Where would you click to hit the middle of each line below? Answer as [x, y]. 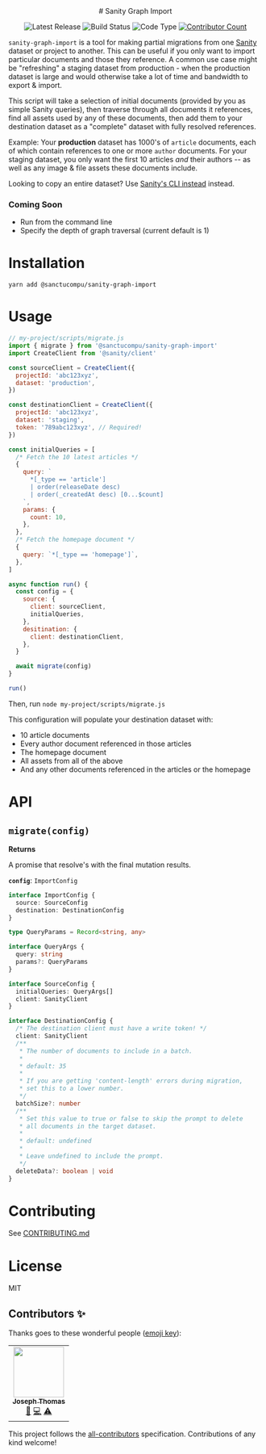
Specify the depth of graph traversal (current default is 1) [114, 231]
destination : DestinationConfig [70, 910]
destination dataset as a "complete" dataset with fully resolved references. [132, 126]
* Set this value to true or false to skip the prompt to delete [131, 1119]
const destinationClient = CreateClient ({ [81, 405]
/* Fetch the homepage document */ [75, 540]
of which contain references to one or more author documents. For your [128, 151]
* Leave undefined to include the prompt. [91, 1156]
